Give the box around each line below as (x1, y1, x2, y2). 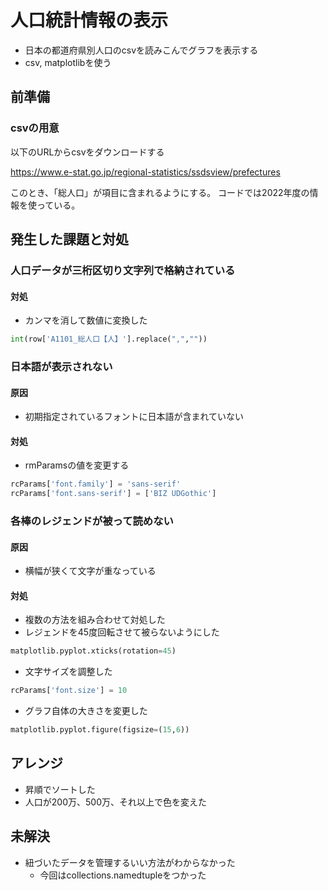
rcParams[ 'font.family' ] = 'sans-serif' (10, 479, 182, 490)
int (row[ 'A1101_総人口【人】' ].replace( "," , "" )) (10, 334, 208, 345)
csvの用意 (10, 121, 60, 135)
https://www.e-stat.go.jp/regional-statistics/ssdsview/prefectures (10, 166, 281, 178)
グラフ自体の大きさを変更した (24, 705, 148, 717)
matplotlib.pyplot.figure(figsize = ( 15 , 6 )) (10, 725, 190, 735)
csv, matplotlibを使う (24, 56, 112, 68)
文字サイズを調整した (24, 666, 113, 678)
